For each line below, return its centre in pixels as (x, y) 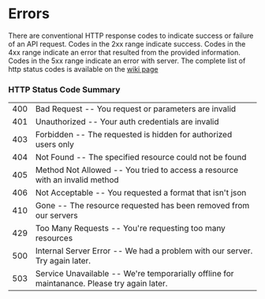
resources (54, 238)
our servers (57, 215)
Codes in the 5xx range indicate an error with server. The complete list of (127, 61)
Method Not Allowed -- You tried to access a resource (137, 170)
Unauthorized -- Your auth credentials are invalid (127, 121)
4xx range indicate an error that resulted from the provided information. (124, 52)
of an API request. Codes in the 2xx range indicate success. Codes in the (127, 43)
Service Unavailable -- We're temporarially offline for (134, 274)
